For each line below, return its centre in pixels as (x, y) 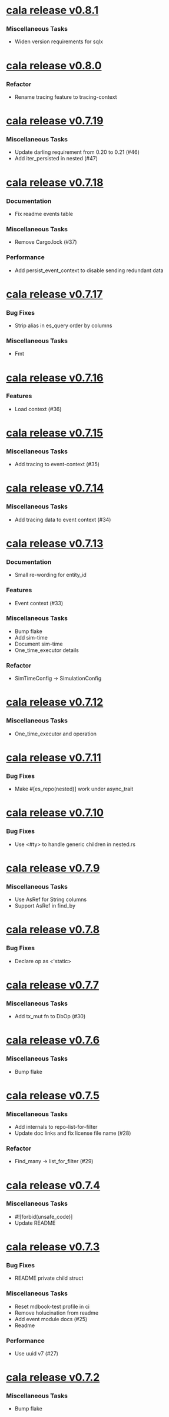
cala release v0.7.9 (53, 868)
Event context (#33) (39, 603)
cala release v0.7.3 (53, 1247)
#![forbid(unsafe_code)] (44, 1216)
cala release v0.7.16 (55, 378)
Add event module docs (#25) (51, 1319)
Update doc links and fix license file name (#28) (73, 1133)
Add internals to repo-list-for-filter (56, 1127)
